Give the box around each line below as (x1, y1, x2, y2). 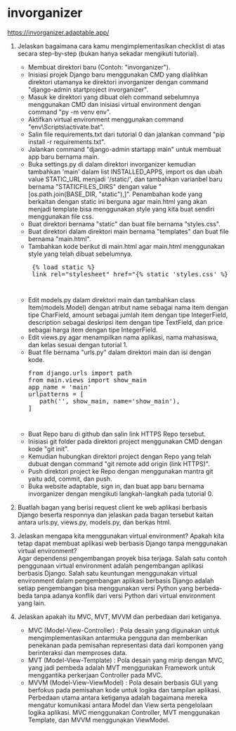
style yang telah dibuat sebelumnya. (27, 250, 133, 258)
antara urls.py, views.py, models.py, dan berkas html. (17, 518, 172, 526)
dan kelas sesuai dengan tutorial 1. (27, 340, 128, 349)
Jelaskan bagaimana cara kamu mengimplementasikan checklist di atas (17, 41, 225, 50)
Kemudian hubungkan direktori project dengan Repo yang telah (27, 452, 211, 460)
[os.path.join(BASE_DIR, (27, 190, 98, 198)
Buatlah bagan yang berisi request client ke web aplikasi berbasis (17, 503, 207, 511)
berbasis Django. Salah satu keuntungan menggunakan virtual (17, 569, 198, 577)
